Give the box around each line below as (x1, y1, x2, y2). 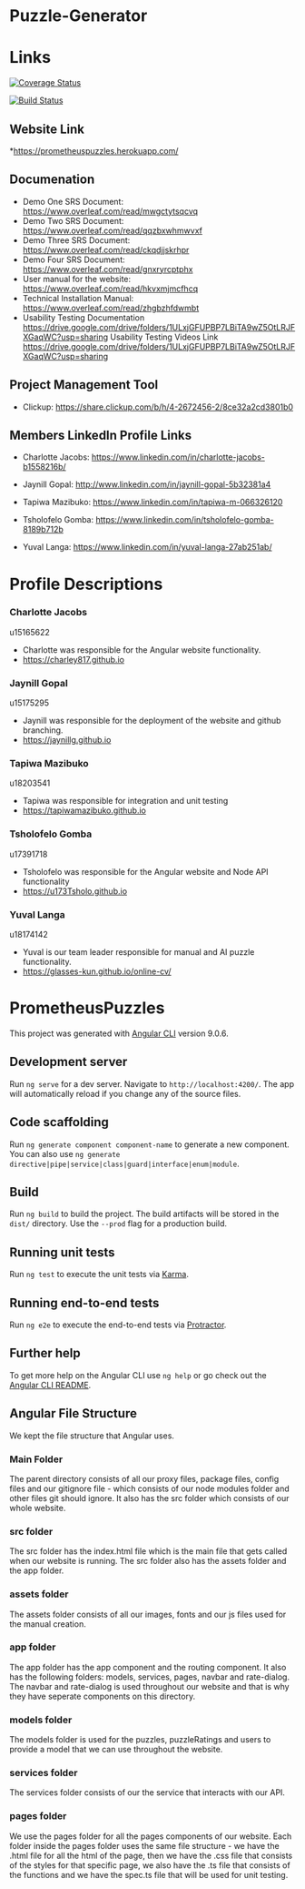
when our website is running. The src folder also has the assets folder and (9, 1556, 287, 1567)
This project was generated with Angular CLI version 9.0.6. (9, 1028, 229, 1039)
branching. (22, 725, 64, 736)
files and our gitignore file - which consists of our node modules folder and (9, 1483, 290, 1494)
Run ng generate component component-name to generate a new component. (9, 1139, 290, 1150)
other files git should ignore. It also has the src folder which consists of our (9, 1492, 290, 1503)
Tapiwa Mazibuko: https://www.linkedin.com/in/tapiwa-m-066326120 (22, 497, 283, 508)
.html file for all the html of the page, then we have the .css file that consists (9, 1850, 293, 1861)
